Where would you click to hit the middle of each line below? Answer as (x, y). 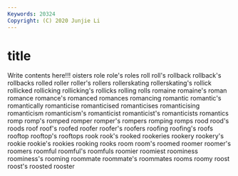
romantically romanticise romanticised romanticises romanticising (104, 106)
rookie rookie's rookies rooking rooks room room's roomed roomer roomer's (119, 144)
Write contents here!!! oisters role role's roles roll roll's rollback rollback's (114, 76)
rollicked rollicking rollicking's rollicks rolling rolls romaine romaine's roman (117, 90)
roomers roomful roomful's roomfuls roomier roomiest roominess (103, 151)
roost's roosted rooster (41, 166)
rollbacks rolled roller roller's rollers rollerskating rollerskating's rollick (109, 83)
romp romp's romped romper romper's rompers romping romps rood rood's (118, 121)
